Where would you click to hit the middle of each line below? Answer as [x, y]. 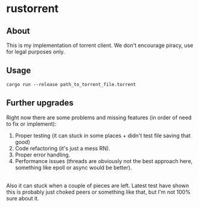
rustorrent [33, 9]
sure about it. [23, 198]
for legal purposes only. [36, 52]
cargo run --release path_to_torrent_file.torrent [71, 84]
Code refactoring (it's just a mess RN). [62, 148]
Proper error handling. [43, 155]
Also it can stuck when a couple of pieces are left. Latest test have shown [98, 185]
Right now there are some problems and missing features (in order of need [99, 117]
